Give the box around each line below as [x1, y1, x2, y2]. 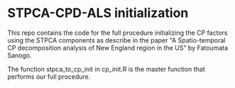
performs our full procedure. [7, 72, 91, 81]
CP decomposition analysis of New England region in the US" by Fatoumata [7, 43, 229, 52]
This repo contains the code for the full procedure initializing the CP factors [7, 28, 228, 37]
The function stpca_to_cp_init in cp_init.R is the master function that [7, 65, 206, 73]
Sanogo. [7, 51, 32, 60]
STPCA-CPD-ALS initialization [7, 5, 189, 21]
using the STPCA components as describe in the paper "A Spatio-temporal [7, 35, 226, 44]
